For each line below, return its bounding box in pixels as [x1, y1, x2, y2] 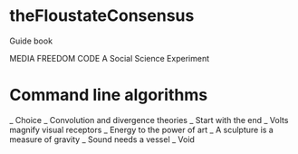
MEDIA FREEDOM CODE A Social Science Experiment [9, 53, 210, 63]
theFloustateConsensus [9, 5, 195, 26]
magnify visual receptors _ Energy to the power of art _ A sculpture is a [9, 124, 274, 135]
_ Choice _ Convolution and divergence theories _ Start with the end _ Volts [9, 114, 289, 125]
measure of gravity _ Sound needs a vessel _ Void [9, 133, 195, 145]
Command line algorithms [9, 85, 208, 105]
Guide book [9, 35, 53, 46]
